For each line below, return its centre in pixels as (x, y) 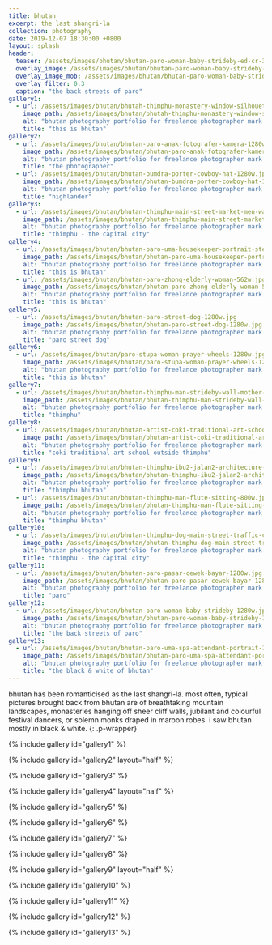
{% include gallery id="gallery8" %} (68, 853)
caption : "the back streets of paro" (79, 91)
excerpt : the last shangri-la (59, 23)
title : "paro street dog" (67, 340)
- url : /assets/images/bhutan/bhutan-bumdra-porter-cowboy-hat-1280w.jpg (142, 174)
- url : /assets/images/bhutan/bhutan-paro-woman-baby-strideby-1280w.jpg (142, 611)
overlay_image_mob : (49, 76)
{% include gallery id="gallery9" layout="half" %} (91, 869)
